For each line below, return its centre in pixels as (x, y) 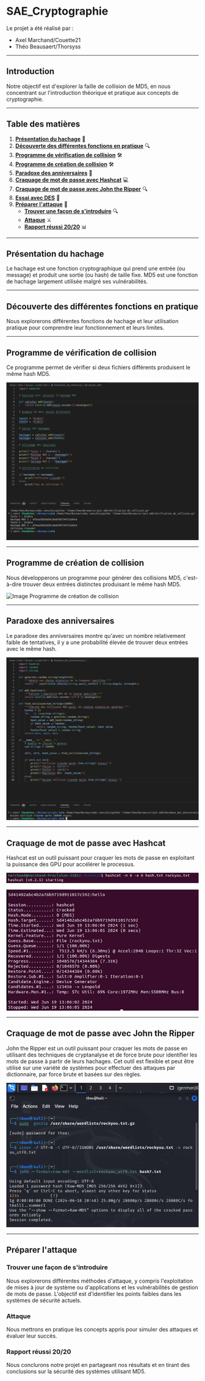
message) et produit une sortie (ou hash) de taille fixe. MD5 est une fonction (102, 275)
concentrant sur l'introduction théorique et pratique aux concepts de (92, 92)
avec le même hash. (31, 648)
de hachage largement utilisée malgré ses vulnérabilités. (77, 282)
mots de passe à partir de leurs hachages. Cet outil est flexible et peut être (100, 1061)
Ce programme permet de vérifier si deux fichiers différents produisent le (99, 367)
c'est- (190, 577)
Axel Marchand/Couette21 (48, 40)
